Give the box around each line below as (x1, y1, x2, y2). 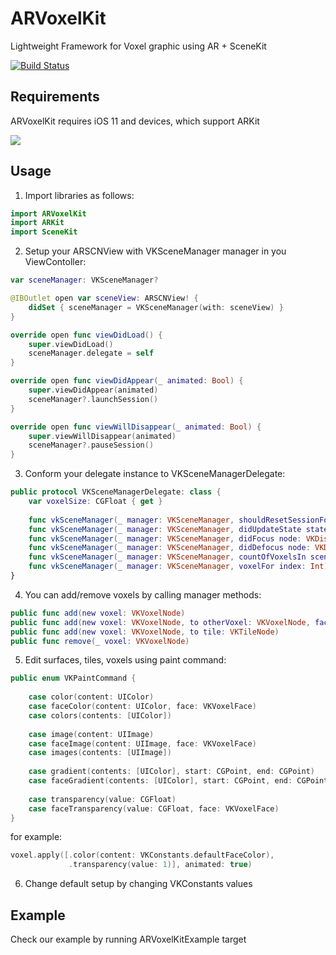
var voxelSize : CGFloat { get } (28, 497, 163, 507)
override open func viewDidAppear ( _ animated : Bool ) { (10, 376, 244, 386)
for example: (10, 831, 63, 843)
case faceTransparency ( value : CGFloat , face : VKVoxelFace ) (28, 803, 280, 814)
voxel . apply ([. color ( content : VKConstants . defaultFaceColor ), (10, 850, 275, 861)
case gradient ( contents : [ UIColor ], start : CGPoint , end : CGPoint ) (28, 767, 315, 777)
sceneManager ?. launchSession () (28, 394, 159, 404)
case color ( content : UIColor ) (28, 692, 155, 702)
